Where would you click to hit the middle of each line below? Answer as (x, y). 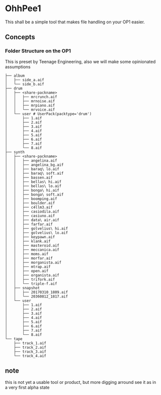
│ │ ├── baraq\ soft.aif (34, 173)
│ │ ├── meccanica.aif (32, 250)
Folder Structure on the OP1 (38, 51)
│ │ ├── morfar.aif (29, 258)
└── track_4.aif (30, 356)
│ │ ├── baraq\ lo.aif (32, 169)
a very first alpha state (27, 387)
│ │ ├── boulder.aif (30, 203)
